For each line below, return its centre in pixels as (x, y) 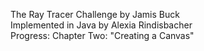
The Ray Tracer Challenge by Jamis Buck (95, 14)
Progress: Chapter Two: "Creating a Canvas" (102, 35)
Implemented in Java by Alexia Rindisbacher (101, 25)
